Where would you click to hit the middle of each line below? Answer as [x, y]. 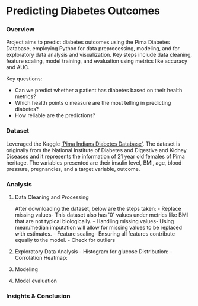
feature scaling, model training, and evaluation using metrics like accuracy [97, 61]
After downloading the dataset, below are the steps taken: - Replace [98, 209]
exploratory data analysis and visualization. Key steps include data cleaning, [99, 55]
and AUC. [18, 67]
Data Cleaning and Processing [52, 197]
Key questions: [24, 79]
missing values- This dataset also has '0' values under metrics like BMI [101, 215]
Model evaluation [36, 281]
